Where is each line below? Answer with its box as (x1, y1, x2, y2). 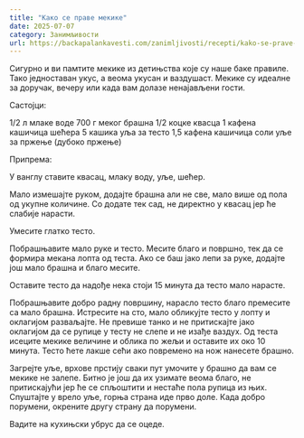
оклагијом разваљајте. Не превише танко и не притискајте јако (9, 317, 255, 328)
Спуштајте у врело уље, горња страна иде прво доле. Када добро (9, 392, 265, 403)
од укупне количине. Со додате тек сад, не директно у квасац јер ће (9, 199, 277, 210)
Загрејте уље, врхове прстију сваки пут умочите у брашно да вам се (9, 363, 278, 374)
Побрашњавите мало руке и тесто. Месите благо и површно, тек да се (9, 243, 283, 254)
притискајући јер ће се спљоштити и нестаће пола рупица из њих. (9, 382, 268, 393)
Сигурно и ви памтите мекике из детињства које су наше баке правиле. (9, 63, 290, 74)
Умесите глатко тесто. (9, 226, 96, 237)
